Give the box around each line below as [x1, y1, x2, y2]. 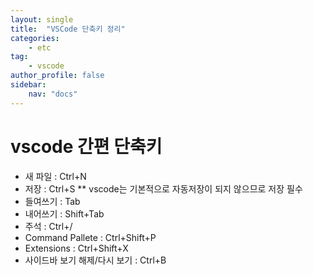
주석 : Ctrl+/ [24, 220, 73, 232]
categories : [10, 33, 60, 43]
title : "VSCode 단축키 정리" [10, 24, 126, 34]
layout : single [10, 14, 74, 25]
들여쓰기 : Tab [24, 195, 81, 207]
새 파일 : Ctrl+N [24, 170, 87, 182]
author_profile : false [10, 71, 105, 81]
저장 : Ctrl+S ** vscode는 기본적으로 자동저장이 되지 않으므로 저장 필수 [24, 182, 303, 195]
